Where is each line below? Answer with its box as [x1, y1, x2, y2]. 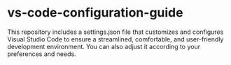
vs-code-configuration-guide [7, 5, 183, 21]
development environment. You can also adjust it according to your [7, 42, 201, 50]
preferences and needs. [7, 50, 76, 58]
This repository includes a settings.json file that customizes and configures [7, 28, 224, 36]
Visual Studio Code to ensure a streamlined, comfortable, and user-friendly [7, 35, 224, 43]
